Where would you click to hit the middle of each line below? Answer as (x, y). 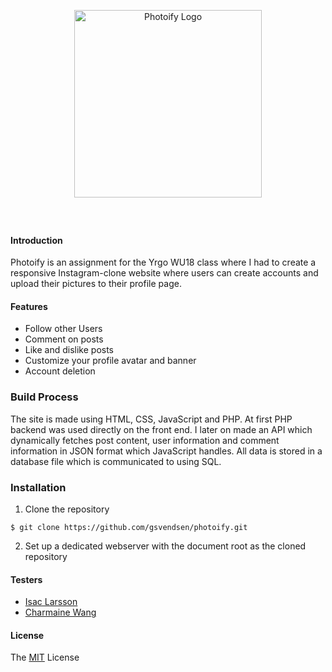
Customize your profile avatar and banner (110, 361)
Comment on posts (64, 339)
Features (29, 306)
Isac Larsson (51, 602)
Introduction (36, 240)
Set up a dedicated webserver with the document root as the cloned (165, 546)
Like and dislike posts (69, 350)
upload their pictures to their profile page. (96, 284)
